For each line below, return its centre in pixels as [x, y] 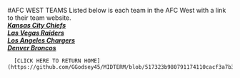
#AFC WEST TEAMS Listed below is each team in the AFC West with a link [117, 10]
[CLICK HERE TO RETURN [47, 61]
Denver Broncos [32, 48]
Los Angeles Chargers [41, 40]
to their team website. [39, 18]
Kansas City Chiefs [37, 25]
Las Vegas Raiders [36, 33]
